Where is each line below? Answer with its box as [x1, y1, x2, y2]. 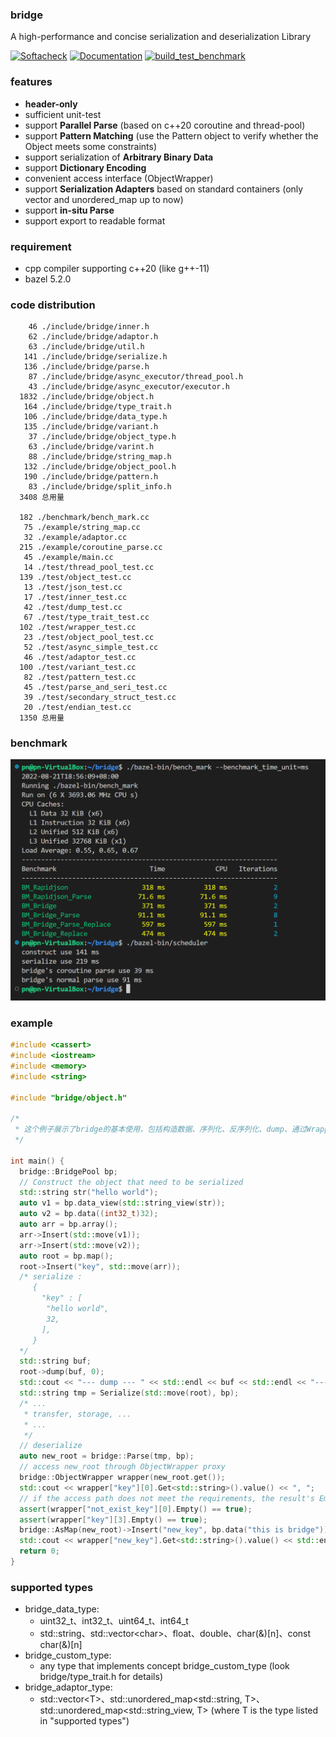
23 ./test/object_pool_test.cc [23, 633, 155, 643]
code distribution [10, 298, 96, 312]
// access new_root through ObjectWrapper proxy [19, 1462, 226, 1472]
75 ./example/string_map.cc [23, 523, 141, 533]
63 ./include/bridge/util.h [28, 342, 145, 352]
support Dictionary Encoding [24, 161, 147, 173]
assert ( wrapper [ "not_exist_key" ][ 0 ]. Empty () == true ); [19, 1504, 253, 1514]
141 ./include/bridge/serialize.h [23, 352, 168, 362]
